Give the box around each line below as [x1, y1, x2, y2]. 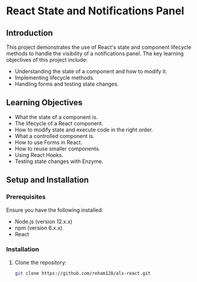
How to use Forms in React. [14, 139, 82, 146]
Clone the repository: [14, 259, 67, 266]
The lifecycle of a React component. [14, 120, 104, 127]
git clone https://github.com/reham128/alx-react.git [14, 270, 151, 276]
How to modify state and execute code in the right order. [14, 126, 153, 133]
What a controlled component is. [14, 132, 95, 139]
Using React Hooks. [14, 151, 63, 158]
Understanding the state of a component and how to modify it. [14, 68, 167, 75]
